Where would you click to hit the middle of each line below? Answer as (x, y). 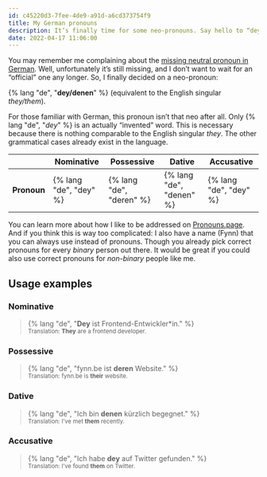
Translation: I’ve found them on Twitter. (81, 466)
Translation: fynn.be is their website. (78, 376)
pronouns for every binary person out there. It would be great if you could (129, 250)
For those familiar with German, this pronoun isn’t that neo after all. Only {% (132, 117)
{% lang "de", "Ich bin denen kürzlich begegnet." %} (114, 413)
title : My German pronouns (53, 23)
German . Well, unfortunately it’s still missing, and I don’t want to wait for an (130, 69)
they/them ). (27, 101)
